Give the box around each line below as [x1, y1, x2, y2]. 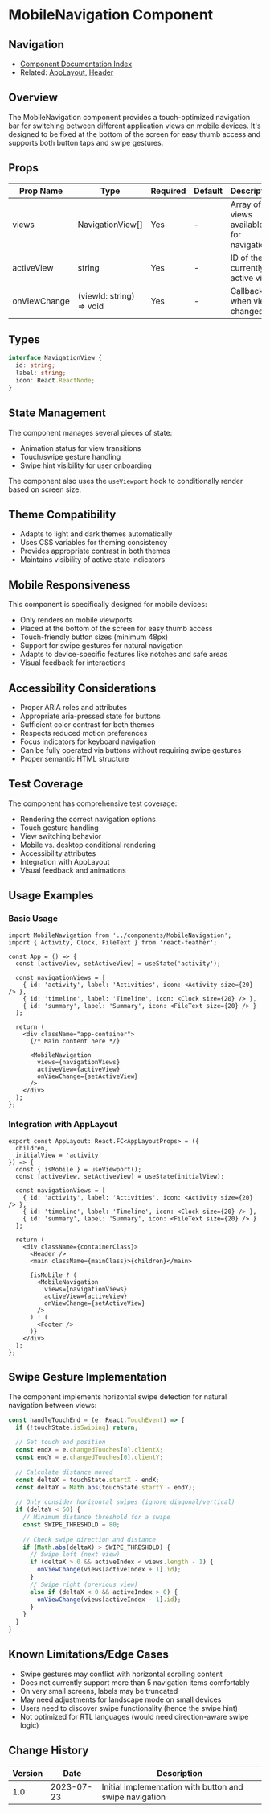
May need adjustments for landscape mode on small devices [19, 1695, 222, 1704]
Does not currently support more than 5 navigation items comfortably [19, 1677, 250, 1687]
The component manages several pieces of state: [8, 427, 173, 437]
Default [194, 185, 223, 196]
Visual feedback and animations [19, 865, 126, 875]
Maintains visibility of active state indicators [19, 555, 166, 564]
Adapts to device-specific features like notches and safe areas [19, 650, 228, 659]
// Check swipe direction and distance [22, 1535, 157, 1543]
